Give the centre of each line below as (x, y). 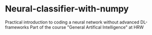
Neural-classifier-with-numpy (67, 9)
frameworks (17, 27)
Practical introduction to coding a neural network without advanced (72, 22)
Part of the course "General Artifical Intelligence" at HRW (87, 27)
